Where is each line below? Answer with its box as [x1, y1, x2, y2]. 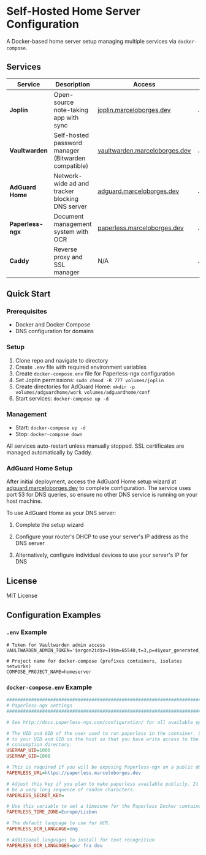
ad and [69, 179, 90, 187]
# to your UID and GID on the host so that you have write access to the [6, 736, 199, 742]
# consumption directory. [6, 742, 72, 748]
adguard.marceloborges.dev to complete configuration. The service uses [6, 484, 191, 492]
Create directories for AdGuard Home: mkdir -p [15, 383, 135, 390]
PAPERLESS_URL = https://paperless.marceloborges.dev [6, 770, 141, 776]
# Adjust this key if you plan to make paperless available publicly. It [6, 781, 199, 787]
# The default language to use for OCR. [6, 820, 112, 826]
